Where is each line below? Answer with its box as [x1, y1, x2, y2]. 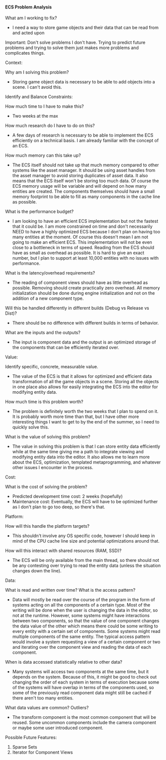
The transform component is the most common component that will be [12, 714, 157, 720]
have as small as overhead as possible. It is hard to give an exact [12, 250, 145, 256]
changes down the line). [12, 568, 62, 574]
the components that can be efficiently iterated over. [12, 345, 120, 350]
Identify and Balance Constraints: [5, 94, 73, 100]
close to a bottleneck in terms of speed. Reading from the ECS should [12, 245, 155, 251]
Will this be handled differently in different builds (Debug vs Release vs [5, 305, 149, 311]
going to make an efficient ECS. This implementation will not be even [12, 239, 152, 245]
